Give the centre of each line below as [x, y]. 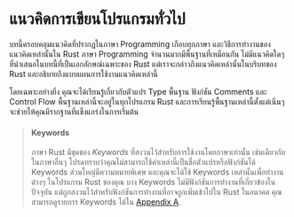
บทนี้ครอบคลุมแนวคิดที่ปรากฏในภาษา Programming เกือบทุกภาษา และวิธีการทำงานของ [140, 43]
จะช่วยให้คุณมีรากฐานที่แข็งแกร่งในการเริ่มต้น [74, 112]
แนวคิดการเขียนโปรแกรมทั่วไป [97, 19]
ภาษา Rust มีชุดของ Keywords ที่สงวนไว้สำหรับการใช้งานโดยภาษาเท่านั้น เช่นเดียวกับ [158, 152]
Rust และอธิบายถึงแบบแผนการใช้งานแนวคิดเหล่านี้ [83, 74]
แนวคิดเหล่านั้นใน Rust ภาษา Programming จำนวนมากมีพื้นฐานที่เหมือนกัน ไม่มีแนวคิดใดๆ [147, 54]
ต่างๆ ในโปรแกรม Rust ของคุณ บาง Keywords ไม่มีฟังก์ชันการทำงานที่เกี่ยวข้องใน [153, 182]
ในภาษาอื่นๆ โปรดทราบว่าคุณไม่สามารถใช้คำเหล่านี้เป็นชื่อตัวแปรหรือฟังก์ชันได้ [143, 162]
